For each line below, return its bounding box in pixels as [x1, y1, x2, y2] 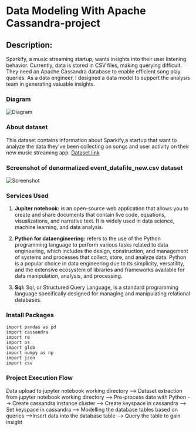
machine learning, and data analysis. [14, 224, 104, 231]
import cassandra [6, 329, 49, 335]
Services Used [6, 191, 49, 200]
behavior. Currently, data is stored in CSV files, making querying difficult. [6, 62, 183, 69]
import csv [6, 360, 33, 366]
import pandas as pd [6, 324, 57, 330]
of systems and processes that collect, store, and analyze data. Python [14, 254, 187, 261]
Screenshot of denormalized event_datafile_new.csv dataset [6, 163, 183, 171]
